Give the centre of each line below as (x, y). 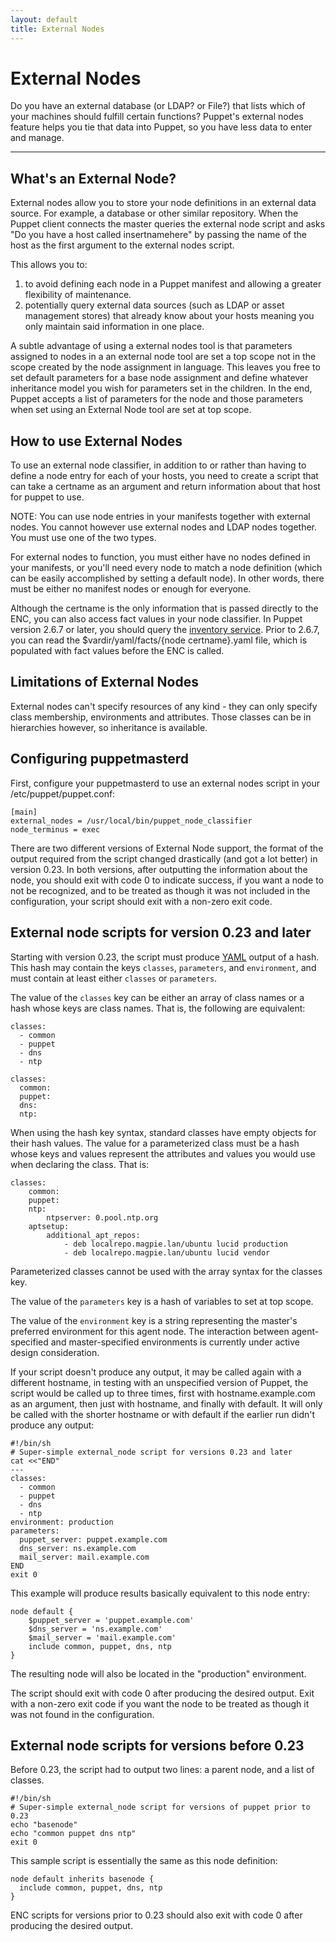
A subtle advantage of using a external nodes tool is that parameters (151, 346)
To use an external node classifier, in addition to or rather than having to (158, 465)
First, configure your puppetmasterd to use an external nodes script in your (165, 783)
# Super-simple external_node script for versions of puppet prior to (160, 1807)
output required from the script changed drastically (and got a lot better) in (164, 858)
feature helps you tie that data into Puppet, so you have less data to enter (161, 127)
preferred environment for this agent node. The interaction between (150, 1331)
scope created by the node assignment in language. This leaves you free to (165, 367)
